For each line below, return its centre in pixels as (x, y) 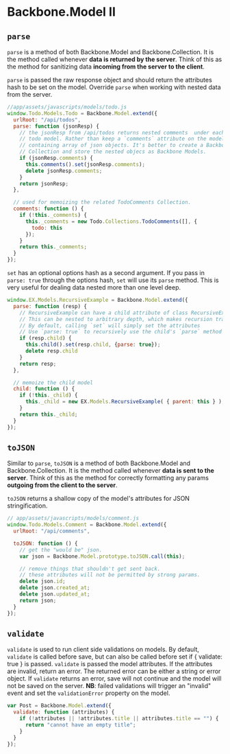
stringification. (27, 506)
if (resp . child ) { (46, 338)
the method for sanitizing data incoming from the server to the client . (106, 67)
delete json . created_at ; (55, 588)
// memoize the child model (53, 382)
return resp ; (38, 364)
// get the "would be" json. (61, 550)
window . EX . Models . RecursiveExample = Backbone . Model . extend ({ (98, 300)
